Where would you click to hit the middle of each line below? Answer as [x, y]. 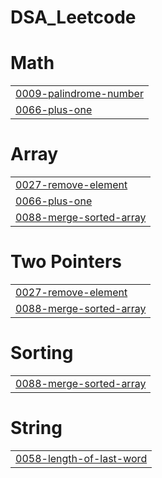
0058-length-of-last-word [81, 458]
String [36, 428]
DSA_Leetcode [73, 17]
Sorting [42, 353]
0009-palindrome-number [79, 94]
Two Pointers [66, 262]
